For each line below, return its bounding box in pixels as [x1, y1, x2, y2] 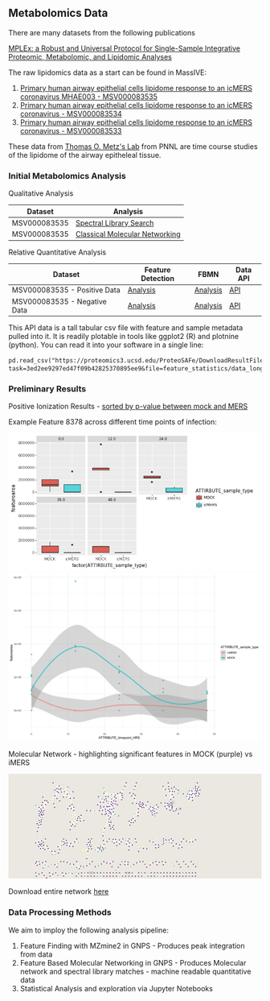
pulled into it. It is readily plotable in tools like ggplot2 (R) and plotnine [8, 332, 239, 341]
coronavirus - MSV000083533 [19, 126, 122, 135]
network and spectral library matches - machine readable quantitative [19, 966, 252, 976]
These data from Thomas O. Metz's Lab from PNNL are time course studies [8, 141, 259, 151]
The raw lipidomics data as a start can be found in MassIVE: [8, 68, 207, 77]
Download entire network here [8, 887, 109, 896]
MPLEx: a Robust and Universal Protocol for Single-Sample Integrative [8, 43, 241, 53]
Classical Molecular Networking [76, 230, 181, 239]
